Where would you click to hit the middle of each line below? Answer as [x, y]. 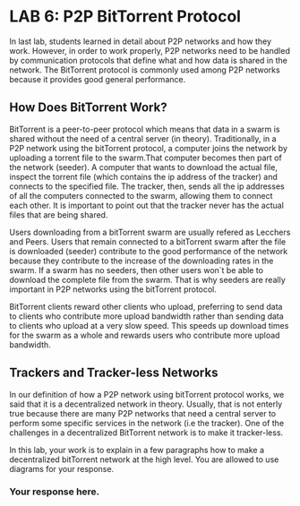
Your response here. [55, 492]
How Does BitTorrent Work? [88, 108]
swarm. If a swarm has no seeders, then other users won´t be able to [137, 270]
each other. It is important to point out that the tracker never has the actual [147, 205]
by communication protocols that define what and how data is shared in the [149, 60]
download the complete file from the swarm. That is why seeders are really [147, 279]
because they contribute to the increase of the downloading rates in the [141, 261]
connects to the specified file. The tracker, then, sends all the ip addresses [147, 186]
